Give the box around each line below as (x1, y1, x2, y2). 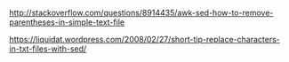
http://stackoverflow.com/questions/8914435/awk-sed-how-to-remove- (9, 8, 274, 18)
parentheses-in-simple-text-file (9, 17, 125, 27)
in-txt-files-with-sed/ (9, 43, 87, 54)
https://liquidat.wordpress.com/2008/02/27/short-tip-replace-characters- (9, 35, 280, 44)
